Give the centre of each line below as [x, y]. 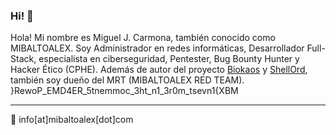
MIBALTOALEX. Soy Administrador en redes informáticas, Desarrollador [157, 48]
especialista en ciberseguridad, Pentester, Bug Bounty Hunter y [169, 59]
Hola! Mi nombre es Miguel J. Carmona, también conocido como [143, 38]
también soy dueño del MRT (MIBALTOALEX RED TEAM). [127, 80]
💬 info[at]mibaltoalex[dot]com [72, 120]
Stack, [23, 59]
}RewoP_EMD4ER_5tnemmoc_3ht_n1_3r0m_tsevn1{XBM [124, 91]
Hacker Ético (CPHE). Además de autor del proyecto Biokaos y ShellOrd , [159, 70]
